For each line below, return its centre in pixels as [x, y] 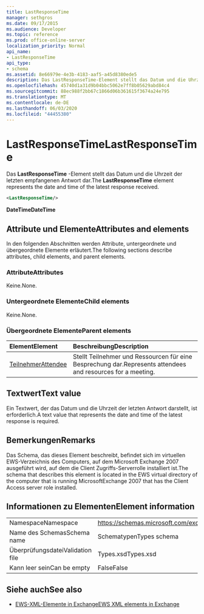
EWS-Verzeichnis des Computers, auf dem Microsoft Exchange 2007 [93, 462]
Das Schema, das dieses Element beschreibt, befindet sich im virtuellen [96, 455]
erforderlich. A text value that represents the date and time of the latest [94, 415]
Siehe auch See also [44, 589]
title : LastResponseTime [38, 12]
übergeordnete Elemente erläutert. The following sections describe [89, 250]
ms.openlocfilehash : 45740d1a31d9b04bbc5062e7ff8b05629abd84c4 [88, 86]
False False [113, 568]
